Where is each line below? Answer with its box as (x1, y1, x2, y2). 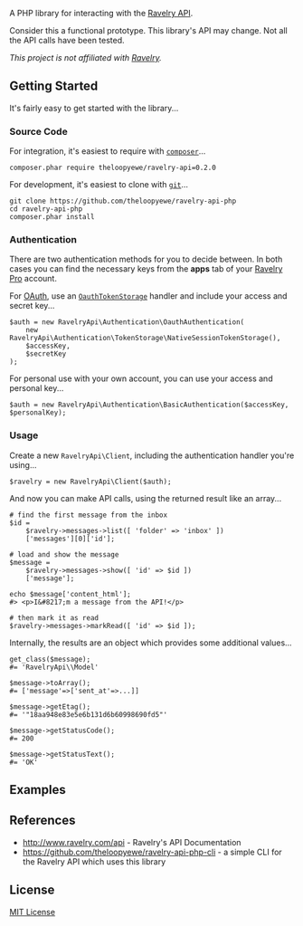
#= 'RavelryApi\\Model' (9, 663, 99, 672)
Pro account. (9, 273, 57, 284)
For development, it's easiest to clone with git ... (9, 179, 188, 190)
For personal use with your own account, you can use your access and (9, 373, 273, 384)
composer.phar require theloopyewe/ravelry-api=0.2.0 (9, 163, 217, 173)
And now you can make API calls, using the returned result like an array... (9, 492, 282, 503)
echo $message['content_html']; (9, 589, 131, 598)
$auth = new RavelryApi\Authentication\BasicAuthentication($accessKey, (9, 400, 289, 410)
